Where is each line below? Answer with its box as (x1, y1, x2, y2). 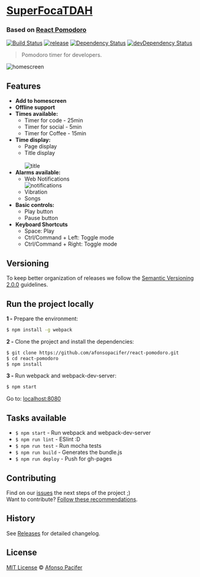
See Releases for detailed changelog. (6, 529, 101, 537)
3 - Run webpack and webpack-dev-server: (6, 372, 117, 380)
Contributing (6, 473, 56, 483)
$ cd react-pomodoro (6, 355, 59, 361)
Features (6, 81, 41, 91)
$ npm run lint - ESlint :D (15, 436, 81, 443)
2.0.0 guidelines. (6, 281, 48, 288)
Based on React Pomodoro (6, 26, 87, 34)
